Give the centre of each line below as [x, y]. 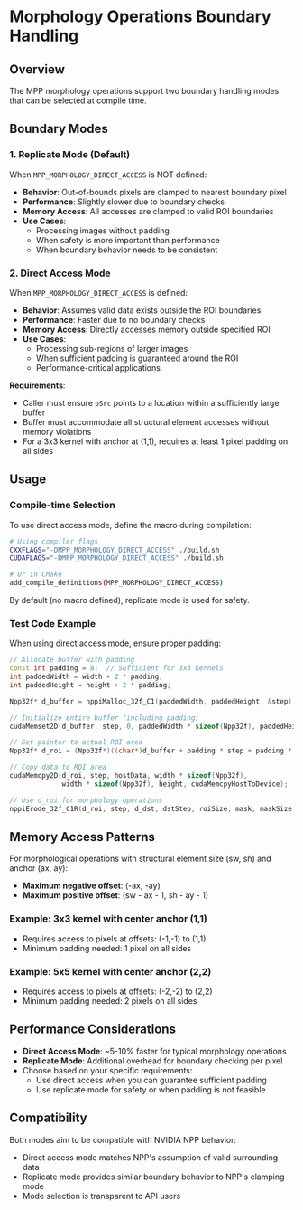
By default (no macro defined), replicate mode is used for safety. [129, 600]
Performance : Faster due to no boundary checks [114, 319]
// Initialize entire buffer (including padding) [105, 718]
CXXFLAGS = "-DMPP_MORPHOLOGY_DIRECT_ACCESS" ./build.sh [115, 550]
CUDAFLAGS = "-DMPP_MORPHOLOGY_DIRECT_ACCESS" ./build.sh [116, 558]
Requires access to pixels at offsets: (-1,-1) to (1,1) [114, 939]
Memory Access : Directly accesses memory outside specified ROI [146, 329]
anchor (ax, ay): [39, 868]
